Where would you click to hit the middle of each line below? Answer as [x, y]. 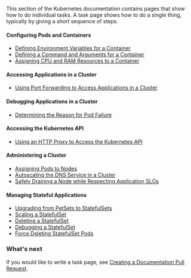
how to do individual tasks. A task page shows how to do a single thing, [94, 15]
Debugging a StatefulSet [45, 227]
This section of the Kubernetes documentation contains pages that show [95, 9]
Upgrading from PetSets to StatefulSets [63, 208]
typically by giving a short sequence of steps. [62, 21]
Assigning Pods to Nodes [46, 169]
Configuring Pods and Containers [49, 35]
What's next [24, 249]
